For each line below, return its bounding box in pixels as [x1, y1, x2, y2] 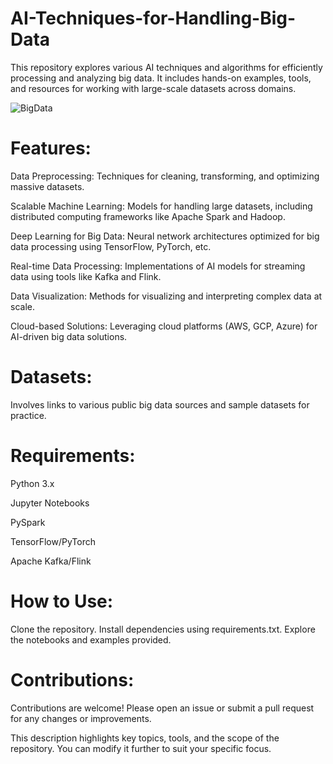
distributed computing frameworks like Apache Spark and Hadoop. [10, 210, 286, 222]
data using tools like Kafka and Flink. [10, 270, 162, 282]
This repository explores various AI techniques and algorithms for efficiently [10, 61, 323, 73]
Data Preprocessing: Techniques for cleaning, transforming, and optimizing [10, 170, 320, 182]
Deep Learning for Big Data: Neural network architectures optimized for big [10, 230, 320, 242]
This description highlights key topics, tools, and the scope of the [10, 732, 280, 744]
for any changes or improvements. [10, 712, 152, 724]
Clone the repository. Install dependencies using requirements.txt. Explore [10, 623, 316, 635]
